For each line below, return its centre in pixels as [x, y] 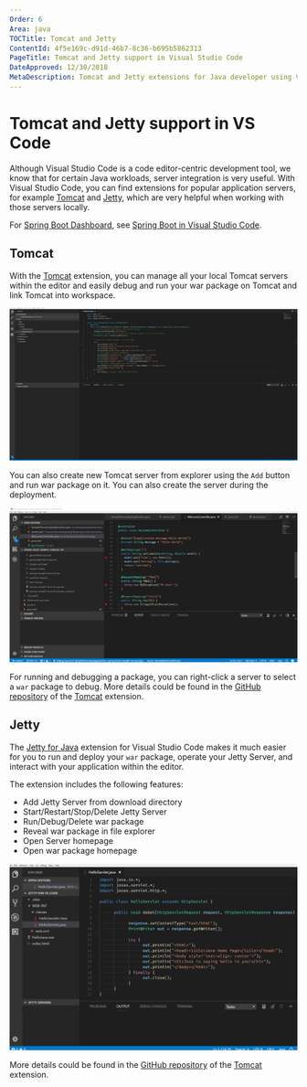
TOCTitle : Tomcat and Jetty [63, 38]
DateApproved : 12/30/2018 [58, 68]
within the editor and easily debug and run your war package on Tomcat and [153, 285]
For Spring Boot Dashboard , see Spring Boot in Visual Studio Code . [136, 225]
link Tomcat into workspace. [63, 295]
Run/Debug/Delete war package [83, 821]
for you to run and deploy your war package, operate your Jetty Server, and [151, 757]
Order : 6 [26, 19]
